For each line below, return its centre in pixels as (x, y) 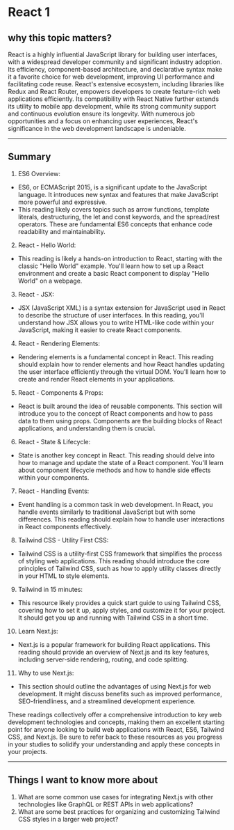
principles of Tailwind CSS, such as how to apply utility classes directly (119, 568)
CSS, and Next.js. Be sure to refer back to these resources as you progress (115, 737)
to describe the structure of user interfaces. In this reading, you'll (111, 315)
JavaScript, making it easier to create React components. (100, 330)
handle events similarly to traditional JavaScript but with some (107, 512)
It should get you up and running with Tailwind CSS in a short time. (113, 618)
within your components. (53, 477)
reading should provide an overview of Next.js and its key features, (114, 652)
